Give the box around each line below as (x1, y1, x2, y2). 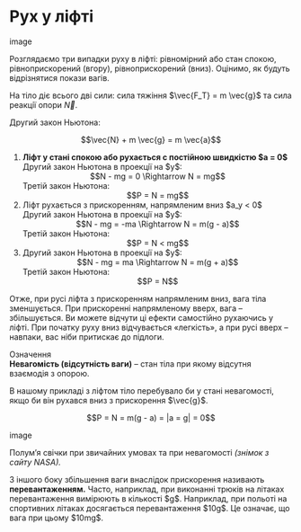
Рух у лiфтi (9, 6, 94, 27)
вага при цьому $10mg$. (9, 512, 104, 523)
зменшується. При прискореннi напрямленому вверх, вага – (9, 303, 243, 314)
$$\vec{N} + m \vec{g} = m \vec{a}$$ (80, 134, 222, 145)
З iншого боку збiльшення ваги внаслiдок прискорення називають (9, 474, 265, 484)
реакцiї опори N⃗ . (9, 99, 78, 110)
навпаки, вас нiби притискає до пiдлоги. (9, 331, 164, 342)
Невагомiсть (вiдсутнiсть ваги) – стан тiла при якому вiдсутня (9, 358, 252, 369)
